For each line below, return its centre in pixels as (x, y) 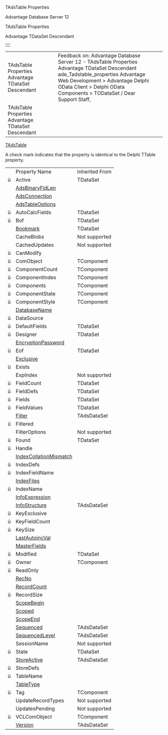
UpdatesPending (35, 709)
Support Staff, (74, 99)
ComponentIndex (36, 277)
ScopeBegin (30, 603)
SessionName (32, 644)
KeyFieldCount (33, 521)
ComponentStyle (35, 302)
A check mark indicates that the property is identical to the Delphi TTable (80, 154)
